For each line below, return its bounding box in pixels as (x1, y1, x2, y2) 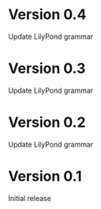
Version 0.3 (8, 59, 86, 78)
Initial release (8, 193, 51, 203)
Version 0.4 (8, 6, 87, 24)
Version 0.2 (8, 113, 86, 131)
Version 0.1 (8, 168, 82, 185)
